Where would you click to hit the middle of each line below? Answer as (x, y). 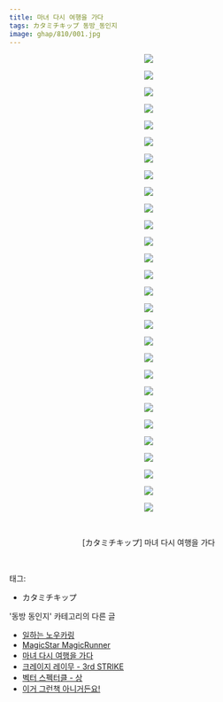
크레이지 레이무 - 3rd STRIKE (73, 667)
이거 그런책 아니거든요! (61, 689)
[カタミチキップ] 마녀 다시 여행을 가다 (149, 542)
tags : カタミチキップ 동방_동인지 (63, 26)
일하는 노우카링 (48, 636)
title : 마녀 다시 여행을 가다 (57, 17)
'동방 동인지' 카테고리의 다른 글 (62, 616)
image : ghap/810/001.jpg (55, 34)
